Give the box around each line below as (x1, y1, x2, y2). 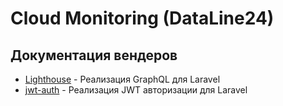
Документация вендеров (10, 47, 178, 64)
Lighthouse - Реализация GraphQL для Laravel (24, 73, 221, 85)
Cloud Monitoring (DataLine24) (10, 7, 275, 30)
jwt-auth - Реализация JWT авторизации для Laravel (24, 84, 248, 96)
